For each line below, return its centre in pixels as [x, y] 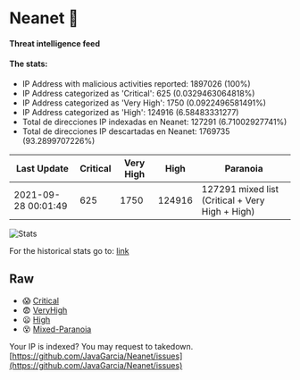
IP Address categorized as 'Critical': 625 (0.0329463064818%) [138, 93]
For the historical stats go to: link [69, 250]
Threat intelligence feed [55, 43]
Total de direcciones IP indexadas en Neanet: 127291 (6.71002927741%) [154, 122]
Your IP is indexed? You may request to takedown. [101, 346]
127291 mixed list [240, 189]
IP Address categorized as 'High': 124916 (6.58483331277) [130, 112]
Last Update [43, 168]
